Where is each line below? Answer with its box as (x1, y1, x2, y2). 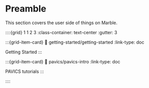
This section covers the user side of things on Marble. (5, 20, 118, 26)
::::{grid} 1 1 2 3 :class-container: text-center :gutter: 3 (5, 29, 118, 35)
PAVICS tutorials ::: (5, 68, 44, 74)
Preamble (5, 3, 46, 15)
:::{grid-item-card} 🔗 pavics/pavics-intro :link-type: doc (5, 58, 120, 64)
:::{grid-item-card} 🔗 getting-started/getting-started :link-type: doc (5, 39, 144, 45)
